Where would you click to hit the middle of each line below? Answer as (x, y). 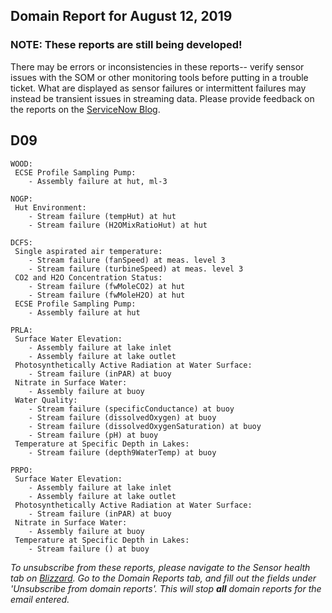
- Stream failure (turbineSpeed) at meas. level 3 (136, 269)
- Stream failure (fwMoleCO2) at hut (107, 286)
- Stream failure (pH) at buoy (93, 435)
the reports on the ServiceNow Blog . (85, 109)
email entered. (40, 599)
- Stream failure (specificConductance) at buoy (131, 409)
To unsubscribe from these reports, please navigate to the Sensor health (160, 567)
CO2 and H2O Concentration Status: (88, 277)
